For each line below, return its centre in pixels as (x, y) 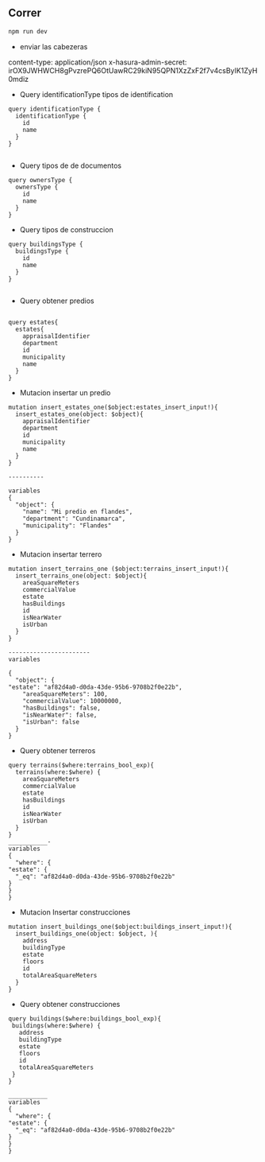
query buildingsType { (46, 244)
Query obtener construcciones (70, 1004)
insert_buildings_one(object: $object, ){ (86, 934)
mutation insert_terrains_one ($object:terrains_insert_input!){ (118, 569)
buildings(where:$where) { (56, 1025)
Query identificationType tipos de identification (96, 94)
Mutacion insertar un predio (65, 392)
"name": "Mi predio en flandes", (78, 511)
